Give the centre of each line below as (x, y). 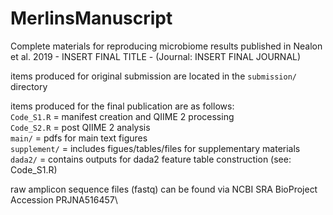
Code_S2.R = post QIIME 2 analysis (80, 127)
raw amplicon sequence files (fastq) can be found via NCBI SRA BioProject (164, 189)
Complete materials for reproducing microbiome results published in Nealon (166, 46)
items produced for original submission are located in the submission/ (153, 76)
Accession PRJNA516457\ (64, 199)
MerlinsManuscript (91, 18)
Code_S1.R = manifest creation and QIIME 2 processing (122, 116)
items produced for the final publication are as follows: (122, 106)
